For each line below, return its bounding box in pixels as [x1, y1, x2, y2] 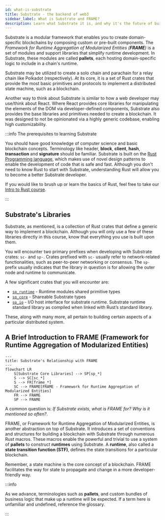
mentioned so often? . [5, 411, 48, 417]
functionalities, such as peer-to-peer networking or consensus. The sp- [5, 259, 150, 265]
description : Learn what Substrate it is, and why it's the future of [5, 21, 153, 26]
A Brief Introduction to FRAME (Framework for [5, 333, 149, 342]
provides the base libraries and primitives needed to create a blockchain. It [5, 111, 156, 117]
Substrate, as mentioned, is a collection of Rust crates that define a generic [5, 223, 158, 229]
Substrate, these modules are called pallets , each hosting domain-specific [5, 55, 156, 61]
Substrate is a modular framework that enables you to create [5, 34, 128, 40]
